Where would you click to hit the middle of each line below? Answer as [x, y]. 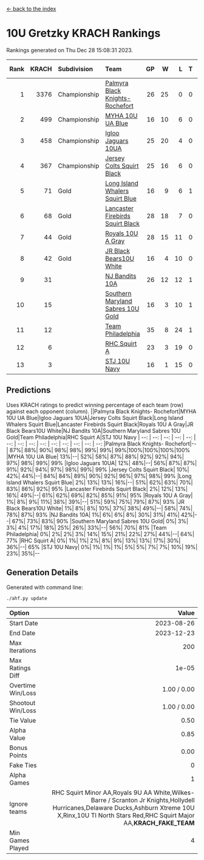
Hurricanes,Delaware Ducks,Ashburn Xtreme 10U [124, 808]
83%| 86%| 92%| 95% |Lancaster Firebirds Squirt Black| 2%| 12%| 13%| [97, 489]
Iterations [23, 650]
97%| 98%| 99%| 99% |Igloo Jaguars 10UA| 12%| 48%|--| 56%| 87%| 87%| [102, 463]
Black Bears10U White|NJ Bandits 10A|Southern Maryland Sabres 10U [93, 430]
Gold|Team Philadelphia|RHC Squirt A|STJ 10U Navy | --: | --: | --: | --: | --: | [101, 437]
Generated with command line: [45, 587]
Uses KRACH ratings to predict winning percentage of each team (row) [95, 405]
